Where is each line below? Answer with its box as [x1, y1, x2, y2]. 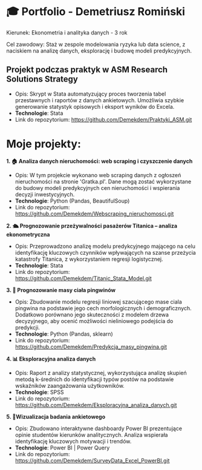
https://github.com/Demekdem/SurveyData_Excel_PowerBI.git [15, 457, 170, 464]
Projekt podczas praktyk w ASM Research [6, 65, 168, 75]
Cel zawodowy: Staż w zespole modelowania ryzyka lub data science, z [6, 41, 186, 48]
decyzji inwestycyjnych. [15, 191, 75, 198]
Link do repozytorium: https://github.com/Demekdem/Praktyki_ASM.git [15, 116, 192, 123]
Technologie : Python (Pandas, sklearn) [15, 330, 113, 338]
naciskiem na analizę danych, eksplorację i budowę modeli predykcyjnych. [6, 47, 192, 54]
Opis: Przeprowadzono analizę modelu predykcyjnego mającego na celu [15, 243, 195, 250]
